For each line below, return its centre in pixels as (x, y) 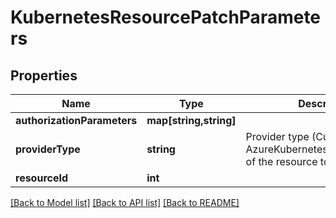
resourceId (42, 178)
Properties (44, 75)
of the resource (281, 161)
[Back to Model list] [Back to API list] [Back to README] (125, 202)
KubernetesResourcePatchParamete (166, 17)
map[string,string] (191, 120)
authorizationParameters (76, 120)
